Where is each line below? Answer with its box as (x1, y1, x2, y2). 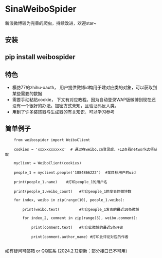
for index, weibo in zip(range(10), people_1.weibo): (14, 198, 125, 203)
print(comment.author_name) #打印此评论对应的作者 (31, 235, 129, 239)
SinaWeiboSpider (5, 3, 77, 15)
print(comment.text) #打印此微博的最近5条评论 (31, 225, 124, 230)
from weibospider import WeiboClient (14, 138, 90, 142)
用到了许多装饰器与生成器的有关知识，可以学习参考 (12, 109, 115, 115)
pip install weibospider (5, 53, 75, 61)
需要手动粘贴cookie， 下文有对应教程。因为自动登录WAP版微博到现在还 (12, 97, 156, 102)
